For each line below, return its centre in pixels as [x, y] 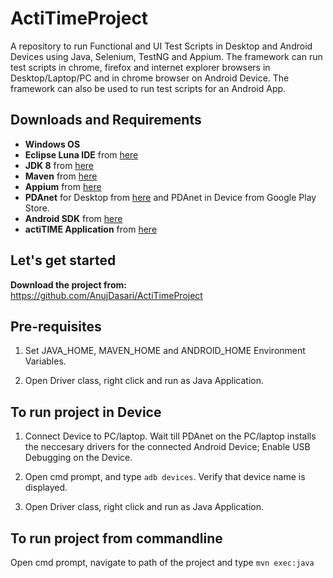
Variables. [45, 361]
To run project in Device [86, 412]
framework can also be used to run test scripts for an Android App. [148, 88]
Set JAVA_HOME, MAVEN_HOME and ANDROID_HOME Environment [165, 351]
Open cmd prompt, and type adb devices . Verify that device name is [165, 477]
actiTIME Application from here [91, 229]
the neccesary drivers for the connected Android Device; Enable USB [167, 447]
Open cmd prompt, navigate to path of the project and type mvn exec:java [162, 562]
